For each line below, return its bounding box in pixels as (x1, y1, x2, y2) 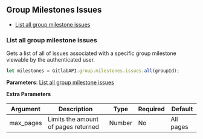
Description (58, 105, 93, 113)
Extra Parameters (6, 90, 51, 97)
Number (109, 118, 133, 127)
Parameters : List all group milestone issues (6, 79, 115, 86)
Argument (11, 105, 41, 113)
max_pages (9, 118, 42, 127)
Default (171, 105, 193, 113)
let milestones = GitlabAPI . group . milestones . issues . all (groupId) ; (6, 68, 180, 74)
